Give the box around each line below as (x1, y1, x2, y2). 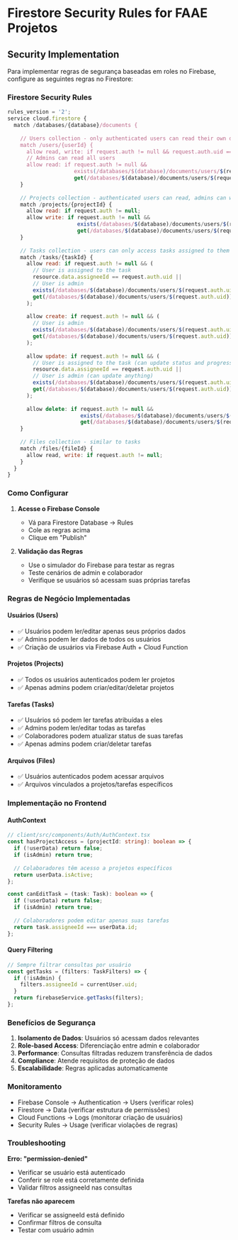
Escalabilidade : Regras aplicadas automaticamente (17, 1064, 169, 1072)
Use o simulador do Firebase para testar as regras (28, 561, 175, 569)
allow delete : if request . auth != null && (25, 405, 154, 412)
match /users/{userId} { (20, 141, 93, 148)
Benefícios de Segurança (7, 1017, 96, 1027)
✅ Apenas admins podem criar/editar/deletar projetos (17, 683, 174, 691)
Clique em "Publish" (28, 533, 87, 542)
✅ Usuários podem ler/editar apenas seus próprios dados (17, 627, 186, 635)
